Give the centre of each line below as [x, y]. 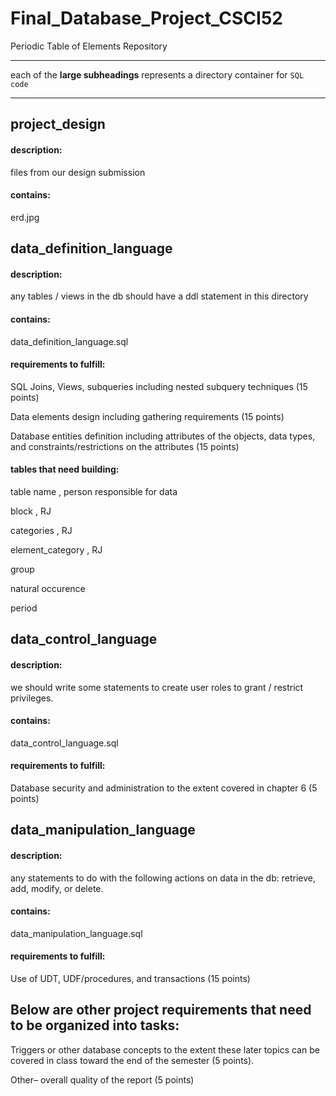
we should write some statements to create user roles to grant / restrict [157, 687]
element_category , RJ [56, 549]
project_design [58, 124]
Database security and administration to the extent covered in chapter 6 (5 [164, 788]
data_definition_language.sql [69, 341]
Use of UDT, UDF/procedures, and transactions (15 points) [130, 978]
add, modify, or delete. [57, 888]
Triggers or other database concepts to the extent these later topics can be [165, 1049]
